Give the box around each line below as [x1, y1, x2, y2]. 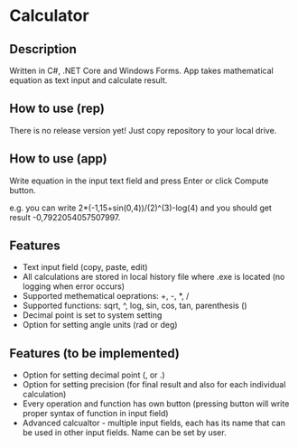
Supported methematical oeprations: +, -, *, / [22, 291, 190, 302]
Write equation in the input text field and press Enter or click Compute [9, 175, 269, 186]
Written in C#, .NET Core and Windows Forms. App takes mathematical [9, 65, 274, 76]
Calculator [9, 5, 89, 26]
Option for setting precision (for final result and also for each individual [22, 379, 286, 390]
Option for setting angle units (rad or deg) [22, 320, 178, 331]
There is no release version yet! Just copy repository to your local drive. [9, 125, 277, 135]
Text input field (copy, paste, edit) [22, 262, 148, 273]
